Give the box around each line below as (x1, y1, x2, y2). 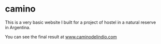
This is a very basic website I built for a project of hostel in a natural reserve (5, 19, 156, 25)
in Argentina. (5, 24, 30, 30)
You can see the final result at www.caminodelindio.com (5, 34, 117, 40)
